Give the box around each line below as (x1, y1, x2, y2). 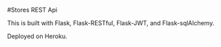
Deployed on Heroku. (7, 32, 67, 40)
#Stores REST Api (7, 6, 58, 14)
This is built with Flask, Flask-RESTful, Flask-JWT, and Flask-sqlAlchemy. (7, 19, 215, 27)
